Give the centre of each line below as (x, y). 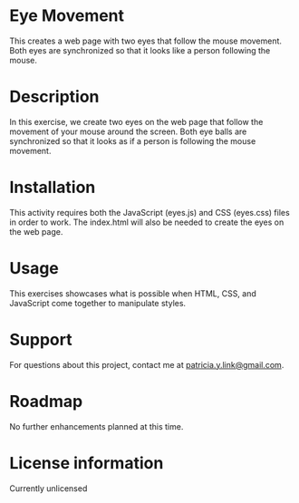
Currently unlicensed (48, 488)
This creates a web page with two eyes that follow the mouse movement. (146, 41)
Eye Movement (67, 16)
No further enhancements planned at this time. (96, 426)
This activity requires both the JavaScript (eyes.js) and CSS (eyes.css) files (149, 212)
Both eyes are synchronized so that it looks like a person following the (140, 50)
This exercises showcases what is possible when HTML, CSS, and (133, 293)
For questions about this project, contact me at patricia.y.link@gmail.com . (147, 364)
